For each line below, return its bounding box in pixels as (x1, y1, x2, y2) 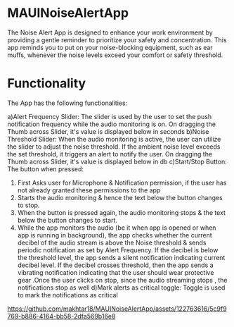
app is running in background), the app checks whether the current (17, 230, 212, 239)
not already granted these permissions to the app (17, 185, 161, 195)
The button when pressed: (7, 164, 84, 173)
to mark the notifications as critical (17, 290, 118, 299)
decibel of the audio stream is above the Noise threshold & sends (17, 238, 207, 247)
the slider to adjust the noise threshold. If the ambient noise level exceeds (7, 142, 221, 151)
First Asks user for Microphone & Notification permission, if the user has (17, 178, 227, 187)
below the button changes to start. (17, 216, 118, 224)
